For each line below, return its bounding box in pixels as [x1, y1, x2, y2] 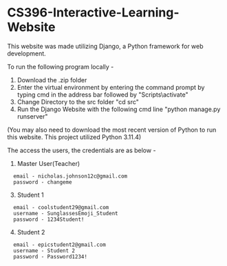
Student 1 [17, 191, 44, 199]
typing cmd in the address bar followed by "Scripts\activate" [17, 90, 188, 99]
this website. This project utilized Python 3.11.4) [7, 132, 142, 141]
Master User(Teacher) [17, 159, 80, 167]
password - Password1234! [13, 253, 88, 260]
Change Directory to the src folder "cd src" [17, 97, 140, 106]
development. [7, 49, 46, 58]
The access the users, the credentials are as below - [7, 146, 156, 154]
